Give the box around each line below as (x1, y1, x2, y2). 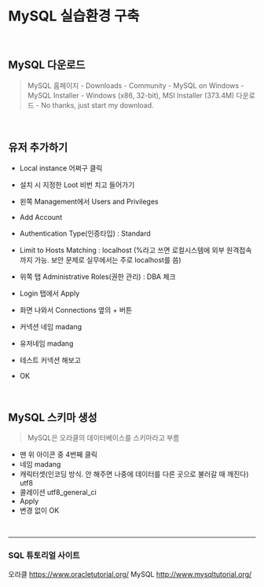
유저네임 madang (19, 339, 74, 348)
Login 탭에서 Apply (19, 288, 80, 298)
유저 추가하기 (8, 141, 68, 154)
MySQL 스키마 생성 (8, 410, 97, 424)
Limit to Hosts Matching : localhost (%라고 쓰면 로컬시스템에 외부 (19, 245, 225, 255)
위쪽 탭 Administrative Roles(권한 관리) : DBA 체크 (19, 272, 176, 281)
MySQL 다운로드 (8, 58, 86, 72)
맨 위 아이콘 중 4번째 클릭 (19, 449, 98, 460)
